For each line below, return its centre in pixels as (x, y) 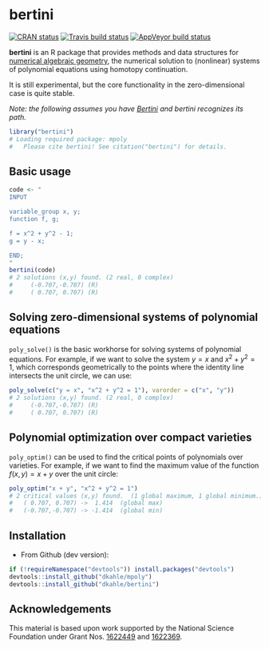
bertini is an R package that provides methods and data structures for (124, 52)
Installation (38, 535)
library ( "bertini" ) (42, 132)
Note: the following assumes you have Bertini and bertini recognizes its (127, 109)
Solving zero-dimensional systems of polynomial (134, 317)
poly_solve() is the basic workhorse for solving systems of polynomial (125, 349)
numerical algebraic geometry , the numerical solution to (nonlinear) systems (134, 61)
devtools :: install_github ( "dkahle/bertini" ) (84, 584)
